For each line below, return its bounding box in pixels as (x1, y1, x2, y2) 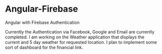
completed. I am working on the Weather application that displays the (5, 34, 145, 40)
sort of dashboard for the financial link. (5, 44, 83, 50)
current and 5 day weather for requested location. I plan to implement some (5, 39, 157, 45)
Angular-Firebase (5, 3, 78, 15)
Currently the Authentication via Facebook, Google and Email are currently (5, 29, 155, 35)
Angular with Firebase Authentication (5, 19, 80, 25)
